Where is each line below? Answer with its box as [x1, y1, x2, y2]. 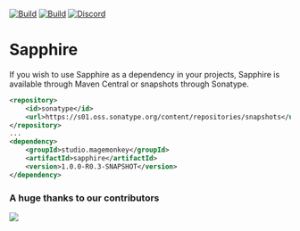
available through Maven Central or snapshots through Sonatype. [9, 78, 250, 89]
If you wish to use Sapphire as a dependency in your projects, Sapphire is [9, 69, 280, 79]
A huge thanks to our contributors [9, 192, 160, 204]
